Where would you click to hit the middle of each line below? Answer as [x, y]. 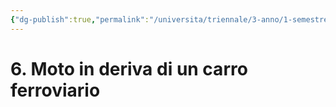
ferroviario [55, 90]
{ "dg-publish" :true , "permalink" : [80, 19]
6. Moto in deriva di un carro [129, 68]
